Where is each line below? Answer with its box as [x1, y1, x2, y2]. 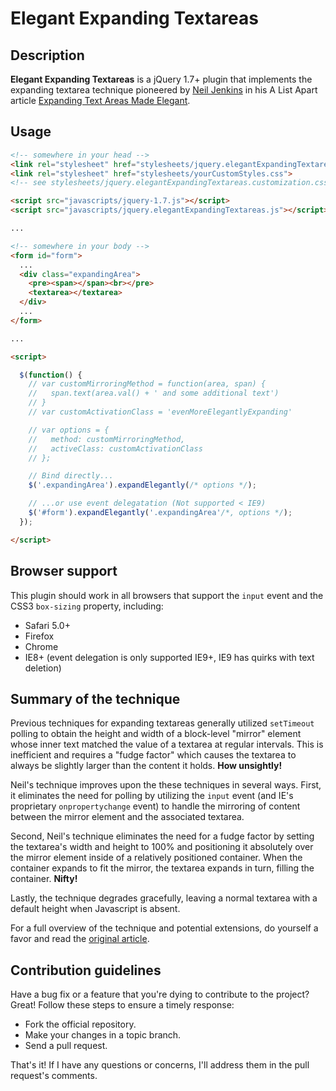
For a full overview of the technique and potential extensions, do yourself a [10, 922, 319, 934]
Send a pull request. [24, 1040, 108, 1052]
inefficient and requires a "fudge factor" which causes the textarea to [10, 749, 297, 761]
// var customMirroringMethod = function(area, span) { [28, 379, 267, 389]
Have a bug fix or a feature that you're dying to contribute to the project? [10, 988, 310, 1001]
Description [10, 47, 85, 64]
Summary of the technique [10, 690, 181, 707]
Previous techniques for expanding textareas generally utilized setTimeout [10, 717, 315, 729]
